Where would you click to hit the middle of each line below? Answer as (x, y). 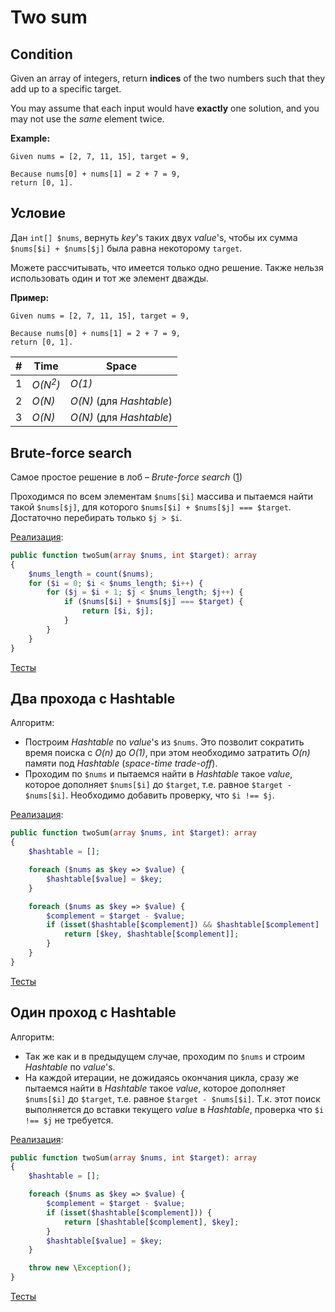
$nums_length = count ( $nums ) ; (91, 574)
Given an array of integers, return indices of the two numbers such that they (168, 78)
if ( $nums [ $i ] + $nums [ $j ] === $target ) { (153, 602)
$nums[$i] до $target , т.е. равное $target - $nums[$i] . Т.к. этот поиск (172, 1098)
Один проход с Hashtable (93, 1012)
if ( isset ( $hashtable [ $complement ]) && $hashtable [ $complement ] (183, 925)
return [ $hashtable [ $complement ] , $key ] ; (151, 1222)
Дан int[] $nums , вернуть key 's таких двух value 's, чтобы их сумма (154, 237)
